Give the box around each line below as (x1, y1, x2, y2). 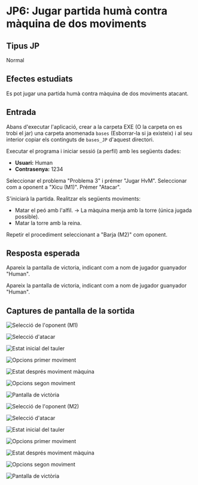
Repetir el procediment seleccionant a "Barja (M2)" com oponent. (6, 231, 167, 238)
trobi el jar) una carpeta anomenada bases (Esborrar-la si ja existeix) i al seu (6, 129, 193, 137)
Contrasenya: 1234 (14, 165, 63, 172)
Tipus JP (6, 41, 40, 51)
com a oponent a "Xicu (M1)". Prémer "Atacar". (6, 183, 121, 190)
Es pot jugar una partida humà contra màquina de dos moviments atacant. (6, 90, 188, 97)
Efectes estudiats (6, 74, 73, 84)
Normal (6, 57, 25, 63)
